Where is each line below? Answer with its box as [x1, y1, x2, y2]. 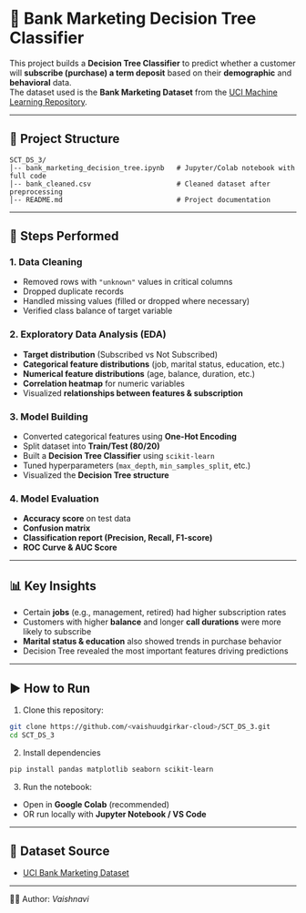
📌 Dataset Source [9, 843, 110, 858]
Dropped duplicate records [22, 286, 125, 297]
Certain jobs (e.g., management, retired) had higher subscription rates [22, 607, 287, 618]
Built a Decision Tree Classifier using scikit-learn [22, 451, 216, 462]
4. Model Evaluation [9, 492, 99, 504]
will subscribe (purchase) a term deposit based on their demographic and [9, 67, 292, 78]
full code [9, 171, 47, 180]
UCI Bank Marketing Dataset [22, 867, 129, 878]
